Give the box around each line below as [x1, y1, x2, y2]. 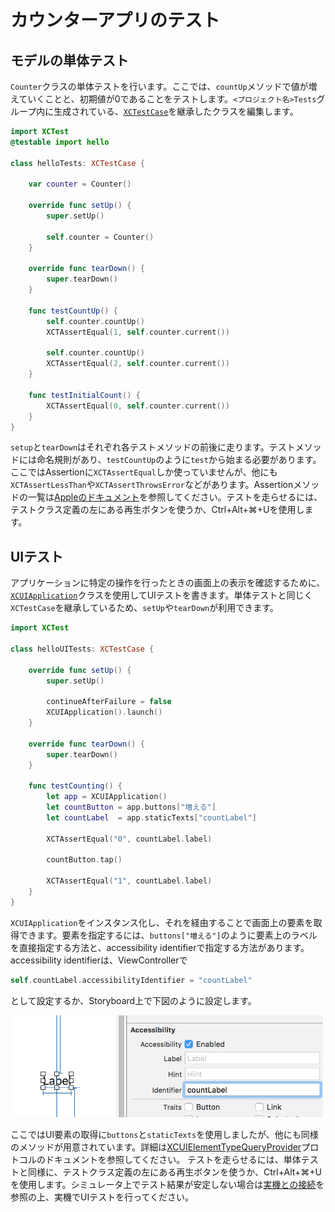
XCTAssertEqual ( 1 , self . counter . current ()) [46, 327, 230, 337]
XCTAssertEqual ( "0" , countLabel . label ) [46, 834, 213, 844]
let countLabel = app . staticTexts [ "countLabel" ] [46, 812, 257, 823]
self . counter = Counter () [46, 232, 155, 242]
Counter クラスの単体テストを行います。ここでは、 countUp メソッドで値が [10, 81, 309, 92]
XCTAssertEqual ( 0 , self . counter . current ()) [46, 401, 230, 411]
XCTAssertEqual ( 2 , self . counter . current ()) [46, 359, 230, 369]
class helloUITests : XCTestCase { [10, 644, 155, 654]
